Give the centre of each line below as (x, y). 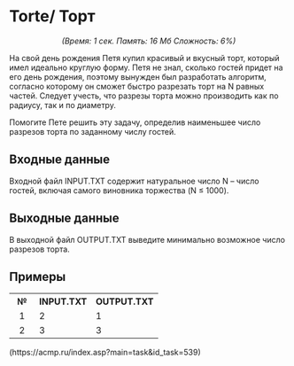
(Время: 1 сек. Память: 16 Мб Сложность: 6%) (149, 41)
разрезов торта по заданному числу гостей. (93, 131)
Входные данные (60, 160)
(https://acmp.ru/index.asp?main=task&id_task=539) (105, 353)
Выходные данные (64, 218)
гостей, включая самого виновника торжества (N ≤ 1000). (119, 190)
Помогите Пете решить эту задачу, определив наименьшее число (135, 122)
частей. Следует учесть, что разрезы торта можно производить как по (144, 96)
